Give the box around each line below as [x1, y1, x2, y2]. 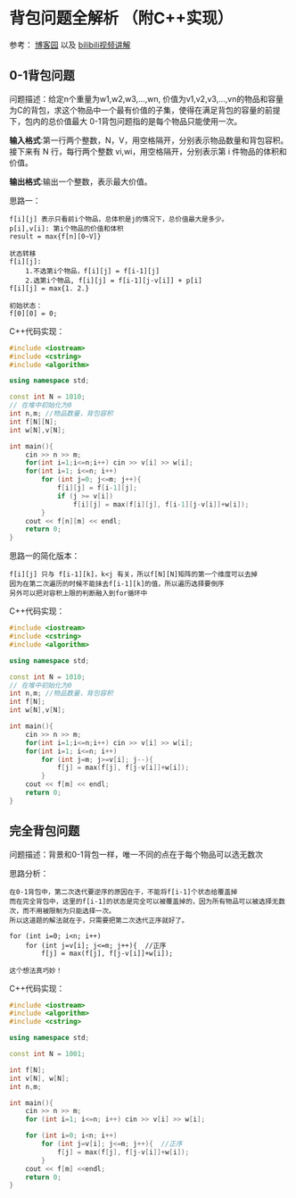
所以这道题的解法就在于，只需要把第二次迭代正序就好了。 [9, 916, 189, 925]
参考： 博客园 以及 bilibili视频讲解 [9, 39, 131, 50]
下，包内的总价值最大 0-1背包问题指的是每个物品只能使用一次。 [9, 115, 243, 126]
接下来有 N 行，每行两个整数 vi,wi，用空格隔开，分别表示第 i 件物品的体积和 [9, 146, 287, 156]
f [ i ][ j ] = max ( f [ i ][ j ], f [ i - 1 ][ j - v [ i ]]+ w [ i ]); [72, 499, 250, 509]
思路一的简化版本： [9, 550, 80, 561]
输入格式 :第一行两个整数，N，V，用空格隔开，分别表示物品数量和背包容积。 [9, 135, 289, 146]
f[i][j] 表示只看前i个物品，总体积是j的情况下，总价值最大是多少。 [9, 214, 229, 223]
